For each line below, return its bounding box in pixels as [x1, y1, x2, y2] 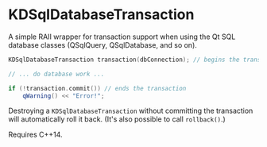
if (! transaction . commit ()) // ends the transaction [8, 84, 187, 92]
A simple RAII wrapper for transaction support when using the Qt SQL [8, 32, 236, 41]
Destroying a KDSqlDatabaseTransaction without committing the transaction [8, 106, 253, 116]
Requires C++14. [8, 130, 63, 140]
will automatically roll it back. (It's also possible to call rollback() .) [8, 114, 226, 124]
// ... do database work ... [8, 70, 105, 78]
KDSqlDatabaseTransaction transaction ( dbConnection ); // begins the [8, 56, 240, 64]
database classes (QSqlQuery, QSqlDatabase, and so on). [8, 40, 197, 49]
